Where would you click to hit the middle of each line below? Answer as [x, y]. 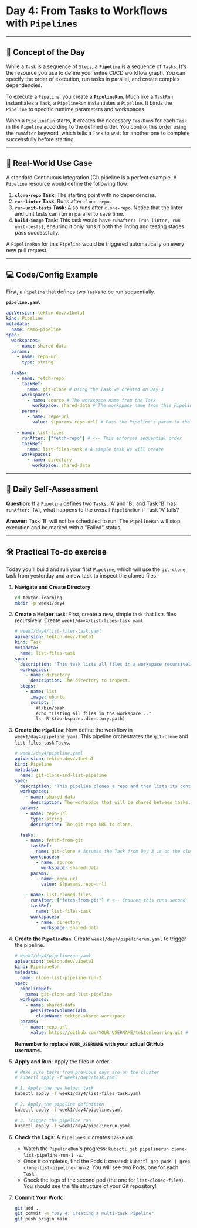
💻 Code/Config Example [52, 275]
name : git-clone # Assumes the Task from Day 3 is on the [108, 852]
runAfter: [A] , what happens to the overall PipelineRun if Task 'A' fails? [93, 509]
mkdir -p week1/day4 [40, 603]
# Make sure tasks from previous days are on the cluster [87, 1072]
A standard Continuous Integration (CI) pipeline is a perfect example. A [91, 177]
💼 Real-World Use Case [49, 163]
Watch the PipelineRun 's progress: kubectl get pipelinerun [96, 1149]
